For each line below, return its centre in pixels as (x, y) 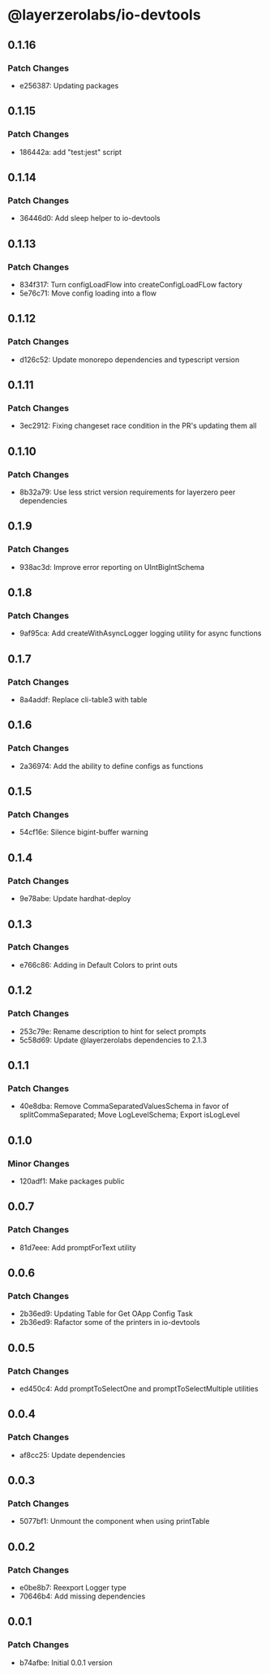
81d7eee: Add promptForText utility (78, 1247)
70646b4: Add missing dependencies (82, 1596)
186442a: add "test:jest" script (71, 152)
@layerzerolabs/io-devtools (104, 15)
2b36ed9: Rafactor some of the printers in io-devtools (109, 1322)
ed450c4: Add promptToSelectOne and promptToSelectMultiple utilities (139, 1388)
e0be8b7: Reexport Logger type (73, 1588)
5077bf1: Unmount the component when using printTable (114, 1521)
